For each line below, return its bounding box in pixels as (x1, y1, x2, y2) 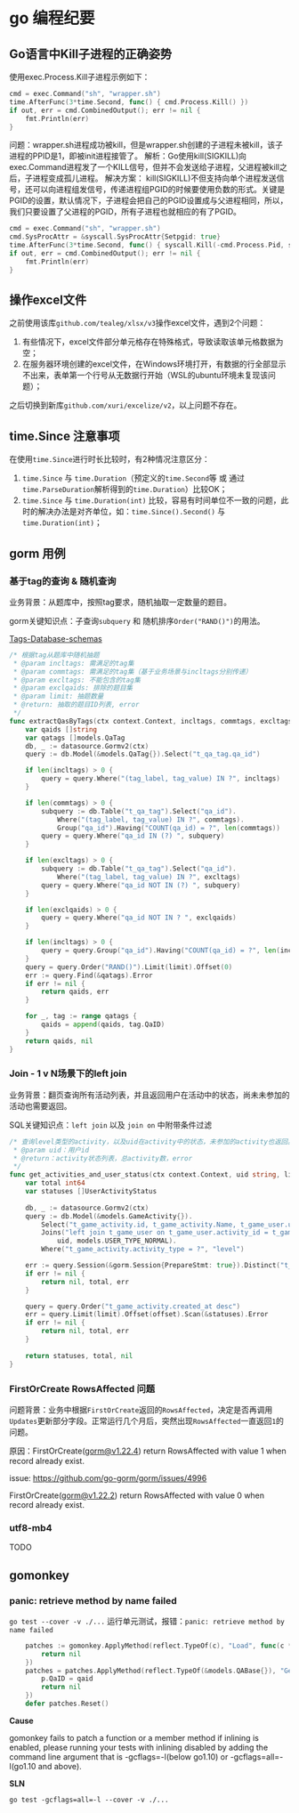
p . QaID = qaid (41, 1674, 93, 1683)
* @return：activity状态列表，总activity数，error (12, 1153, 193, 1162)
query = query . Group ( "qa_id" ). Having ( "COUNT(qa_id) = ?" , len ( (41, 946, 280, 955)
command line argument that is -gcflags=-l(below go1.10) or (9, 1751, 229, 1762)
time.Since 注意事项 (9, 428, 120, 443)
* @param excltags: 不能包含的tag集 (12, 676, 141, 684)
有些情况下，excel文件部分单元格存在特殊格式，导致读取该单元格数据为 (21, 336, 284, 347)
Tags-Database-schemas (9, 633, 102, 643)
